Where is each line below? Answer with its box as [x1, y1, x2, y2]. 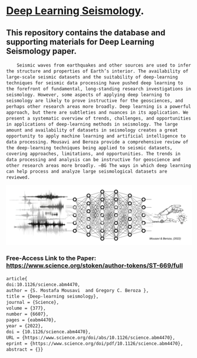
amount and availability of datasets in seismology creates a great [6, 127, 178, 133]
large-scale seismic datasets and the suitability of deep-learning [6, 74, 178, 80]
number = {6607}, [6, 311, 49, 317]
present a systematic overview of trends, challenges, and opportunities [6, 116, 192, 121]
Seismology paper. [6, 46, 77, 56]
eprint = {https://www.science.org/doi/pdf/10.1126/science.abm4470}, [6, 340, 183, 346]
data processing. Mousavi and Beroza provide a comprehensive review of [6, 139, 189, 145]
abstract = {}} [6, 346, 44, 352]
